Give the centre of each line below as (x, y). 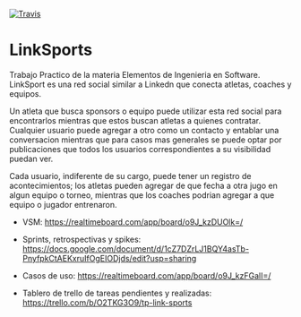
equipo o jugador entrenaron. (64, 204)
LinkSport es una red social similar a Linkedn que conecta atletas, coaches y (150, 84)
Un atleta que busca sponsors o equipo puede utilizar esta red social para (146, 111)
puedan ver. (31, 158)
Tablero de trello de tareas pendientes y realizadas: (117, 293)
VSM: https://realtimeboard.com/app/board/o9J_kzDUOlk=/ (133, 222)
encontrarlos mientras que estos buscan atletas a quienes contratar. (135, 120)
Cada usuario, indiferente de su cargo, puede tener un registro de (130, 176)
